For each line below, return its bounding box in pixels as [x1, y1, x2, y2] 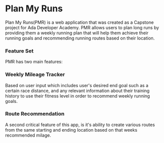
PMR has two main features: [5, 59, 63, 65]
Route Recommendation [5, 110, 65, 117]
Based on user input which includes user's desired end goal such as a [5, 82, 149, 88]
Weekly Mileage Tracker [5, 71, 66, 78]
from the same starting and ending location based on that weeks [5, 127, 138, 133]
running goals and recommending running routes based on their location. [5, 35, 155, 41]
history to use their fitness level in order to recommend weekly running [5, 93, 150, 99]
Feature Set [5, 48, 34, 54]
